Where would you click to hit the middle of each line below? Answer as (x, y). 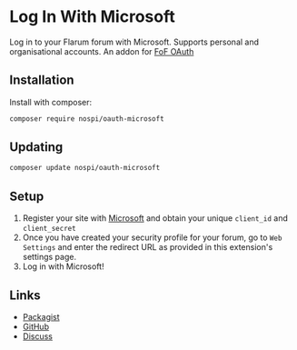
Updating (36, 147)
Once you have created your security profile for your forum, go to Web (152, 237)
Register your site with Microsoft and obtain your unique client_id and (155, 218)
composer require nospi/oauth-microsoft (87, 119)
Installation (42, 80)
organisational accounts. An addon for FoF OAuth (102, 51)
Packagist (41, 316)
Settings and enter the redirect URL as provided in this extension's (148, 247)
